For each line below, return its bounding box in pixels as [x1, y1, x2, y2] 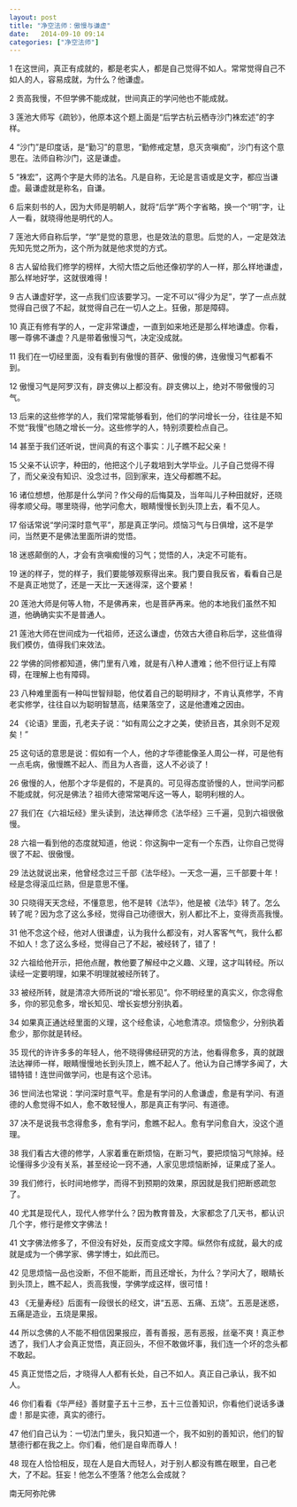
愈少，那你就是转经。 [9, 1028, 87, 1039]
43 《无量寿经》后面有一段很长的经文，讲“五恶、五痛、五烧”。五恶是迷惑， [9, 1298, 284, 1308]
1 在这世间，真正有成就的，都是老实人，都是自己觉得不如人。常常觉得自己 [9, 63, 278, 74]
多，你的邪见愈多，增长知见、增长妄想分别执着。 [9, 998, 187, 1009]
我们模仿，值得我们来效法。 [9, 639, 110, 650]
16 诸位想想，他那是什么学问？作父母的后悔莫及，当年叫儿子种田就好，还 [9, 489, 276, 501]
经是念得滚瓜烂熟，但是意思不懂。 [9, 878, 133, 889]
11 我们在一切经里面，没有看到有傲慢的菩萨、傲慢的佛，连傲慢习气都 [9, 351, 258, 362]
